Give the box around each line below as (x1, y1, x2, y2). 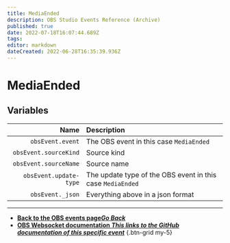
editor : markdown (7, 42, 57, 49)
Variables (7, 105, 49, 116)
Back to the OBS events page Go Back (16, 214, 126, 222)
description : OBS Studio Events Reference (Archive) (7, 16, 161, 23)
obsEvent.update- (23, 172, 80, 179)
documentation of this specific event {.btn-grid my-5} (16, 228, 172, 236)
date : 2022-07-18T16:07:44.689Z (7, 29, 99, 36)
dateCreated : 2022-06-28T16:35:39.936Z (7, 49, 121, 55)
